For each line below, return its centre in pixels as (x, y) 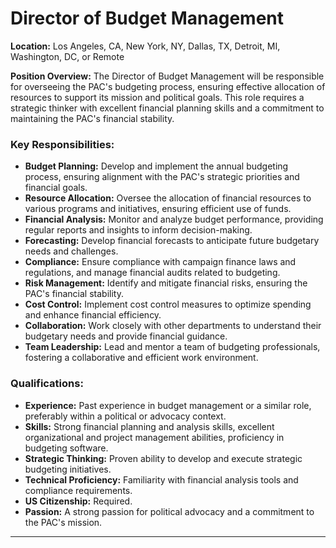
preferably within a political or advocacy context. (125, 416)
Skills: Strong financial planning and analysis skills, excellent (149, 426)
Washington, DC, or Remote (67, 56)
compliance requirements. (78, 490)
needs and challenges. (71, 251)
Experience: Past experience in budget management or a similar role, (168, 405)
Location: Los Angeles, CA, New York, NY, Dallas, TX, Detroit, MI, (145, 46)
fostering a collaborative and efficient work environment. (141, 358)
